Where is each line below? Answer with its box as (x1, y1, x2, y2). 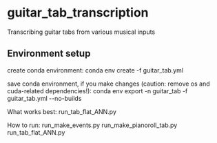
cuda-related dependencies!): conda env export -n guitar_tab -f (7, 86, 188, 95)
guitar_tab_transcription (7, 5, 149, 21)
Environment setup (7, 48, 91, 59)
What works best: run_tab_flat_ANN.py (7, 107, 117, 115)
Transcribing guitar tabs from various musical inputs (7, 28, 156, 36)
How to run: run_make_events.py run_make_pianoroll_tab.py (7, 121, 178, 129)
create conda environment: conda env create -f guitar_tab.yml (7, 66, 184, 74)
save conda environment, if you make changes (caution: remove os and (7, 79, 210, 88)
